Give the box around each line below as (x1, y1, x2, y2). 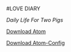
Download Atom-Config (6, 40, 65, 46)
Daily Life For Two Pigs (6, 17, 63, 23)
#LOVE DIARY (6, 5, 41, 12)
